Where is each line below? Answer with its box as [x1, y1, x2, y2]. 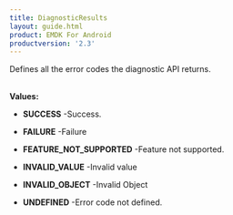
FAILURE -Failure [22, 127, 87, 138]
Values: [9, 91, 39, 102]
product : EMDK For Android [9, 30, 112, 39]
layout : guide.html [9, 22, 84, 31]
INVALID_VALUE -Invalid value [22, 161, 138, 173]
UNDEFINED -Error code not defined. [22, 197, 163, 208]
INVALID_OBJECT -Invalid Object [22, 179, 148, 190]
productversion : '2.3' [9, 38, 96, 48]
